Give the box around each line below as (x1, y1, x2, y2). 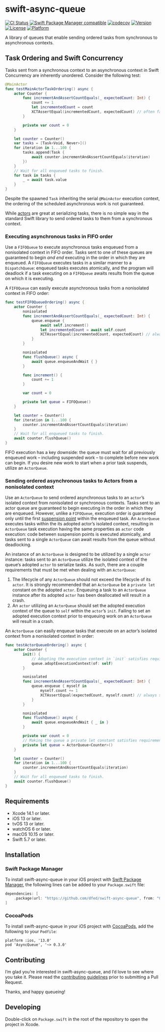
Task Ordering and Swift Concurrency (5, 54, 124, 63)
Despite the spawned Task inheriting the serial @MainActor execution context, (5, 195, 160, 201)
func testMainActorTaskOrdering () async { (5, 86, 93, 92)
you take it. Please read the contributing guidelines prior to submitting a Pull (5, 974, 159, 980)
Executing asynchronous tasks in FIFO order (5, 233, 113, 240)
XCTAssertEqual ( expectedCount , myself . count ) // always (40, 693, 157, 698)
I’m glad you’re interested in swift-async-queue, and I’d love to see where (5, 968, 154, 974)
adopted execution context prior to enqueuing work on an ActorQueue (12, 613, 152, 619)
